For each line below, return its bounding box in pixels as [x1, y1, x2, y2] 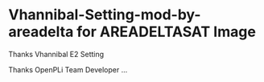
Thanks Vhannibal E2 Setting [8, 49, 105, 59]
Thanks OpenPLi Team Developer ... [8, 64, 128, 74]
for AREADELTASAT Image [76, 23, 256, 41]
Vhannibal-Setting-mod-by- [8, 6, 201, 24]
